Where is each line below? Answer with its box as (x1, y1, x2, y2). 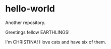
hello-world (5, 3, 55, 14)
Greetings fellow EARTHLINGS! (5, 29, 70, 35)
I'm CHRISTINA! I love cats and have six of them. (5, 38, 106, 45)
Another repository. (5, 19, 46, 25)
